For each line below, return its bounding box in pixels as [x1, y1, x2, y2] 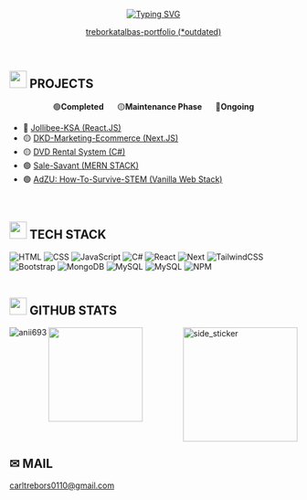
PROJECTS [28, 76, 94, 91]
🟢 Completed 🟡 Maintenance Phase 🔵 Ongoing [52, 101, 255, 112]
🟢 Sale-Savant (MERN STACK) [22, 160, 140, 171]
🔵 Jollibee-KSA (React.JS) [22, 122, 122, 133]
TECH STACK [28, 227, 107, 242]
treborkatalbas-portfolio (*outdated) [85, 27, 222, 37]
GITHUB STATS [28, 303, 117, 319]
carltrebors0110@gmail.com [9, 480, 115, 491]
